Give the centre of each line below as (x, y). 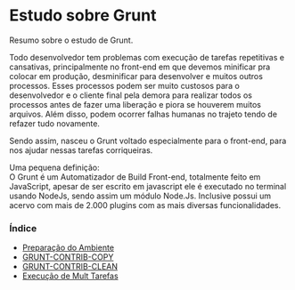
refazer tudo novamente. (55, 123)
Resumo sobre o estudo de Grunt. (71, 40)
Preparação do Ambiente (68, 248)
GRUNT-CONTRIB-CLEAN (70, 267)
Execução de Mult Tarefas (70, 276)
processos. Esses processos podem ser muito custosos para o (125, 85)
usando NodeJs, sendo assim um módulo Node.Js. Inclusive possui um (140, 196)
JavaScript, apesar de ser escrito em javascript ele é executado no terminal (148, 186)
